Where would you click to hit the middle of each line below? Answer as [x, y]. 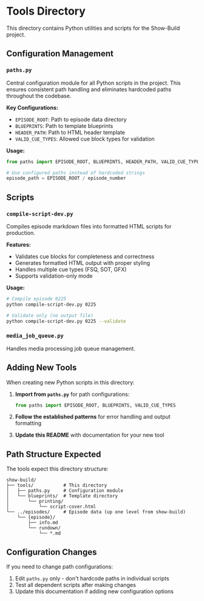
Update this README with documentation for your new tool [90, 435]
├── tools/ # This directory [57, 485]
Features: [19, 244]
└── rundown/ [45, 528]
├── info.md [43, 523]
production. [21, 233]
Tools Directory [46, 11]
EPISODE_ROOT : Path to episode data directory [71, 119]
